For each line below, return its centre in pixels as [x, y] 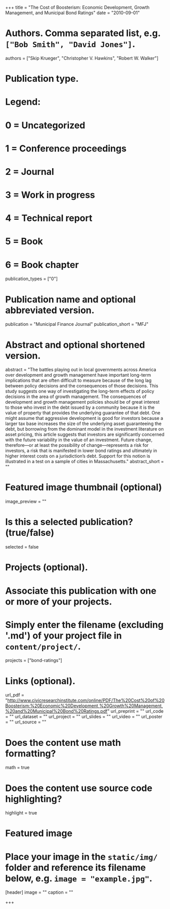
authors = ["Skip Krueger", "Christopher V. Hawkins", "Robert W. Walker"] [82, 58]
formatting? [31, 753]
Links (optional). [40, 681]
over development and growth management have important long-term [78, 375]
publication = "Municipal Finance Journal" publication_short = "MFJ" [77, 324]
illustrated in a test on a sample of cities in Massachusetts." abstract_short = [85, 462]
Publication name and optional [71, 299]
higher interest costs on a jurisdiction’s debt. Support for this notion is [78, 456]
